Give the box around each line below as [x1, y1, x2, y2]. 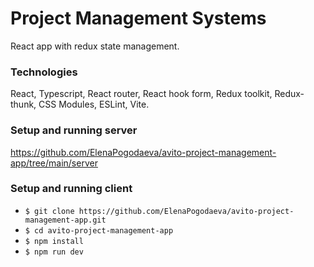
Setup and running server [10, 123, 138, 137]
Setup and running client [10, 182, 133, 196]
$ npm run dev [24, 247, 84, 257]
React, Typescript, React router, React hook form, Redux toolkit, [10, 88, 273, 100]
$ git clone [24, 206, 75, 216]
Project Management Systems [10, 7, 267, 30]
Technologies [10, 65, 78, 79]
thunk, [10, 98, 37, 111]
